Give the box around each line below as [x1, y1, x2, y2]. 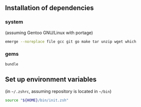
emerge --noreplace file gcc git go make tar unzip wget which [5, 39, 137, 44]
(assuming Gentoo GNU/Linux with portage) [5, 29, 93, 36]
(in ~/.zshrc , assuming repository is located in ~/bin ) [5, 88, 112, 94]
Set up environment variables [5, 75, 97, 84]
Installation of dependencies [5, 4, 94, 12]
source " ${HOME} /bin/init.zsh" [5, 98, 69, 103]
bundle [5, 62, 19, 66]
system [5, 19, 23, 25]
